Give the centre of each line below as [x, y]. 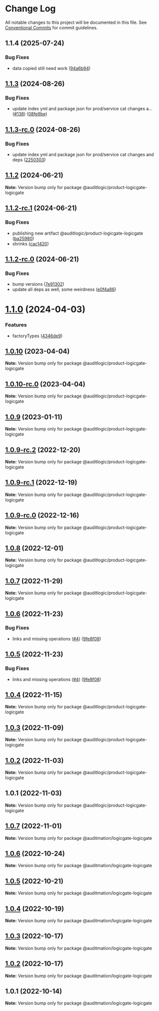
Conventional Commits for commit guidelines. [51, 27]
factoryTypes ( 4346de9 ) [37, 336]
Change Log [30, 9]
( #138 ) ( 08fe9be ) [30, 114]
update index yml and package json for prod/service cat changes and [83, 155]
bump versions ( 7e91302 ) [38, 284]
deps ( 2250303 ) [29, 160]
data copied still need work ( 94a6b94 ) [51, 68]
